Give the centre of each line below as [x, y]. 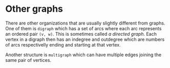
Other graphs [34, 9]
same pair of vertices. [28, 60]
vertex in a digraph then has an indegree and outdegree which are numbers [85, 39]
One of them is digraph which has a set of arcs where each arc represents [83, 28]
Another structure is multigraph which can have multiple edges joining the [83, 55]
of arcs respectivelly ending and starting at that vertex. [63, 44]
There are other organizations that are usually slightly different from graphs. [85, 23]
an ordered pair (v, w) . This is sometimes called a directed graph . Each [81, 34]
